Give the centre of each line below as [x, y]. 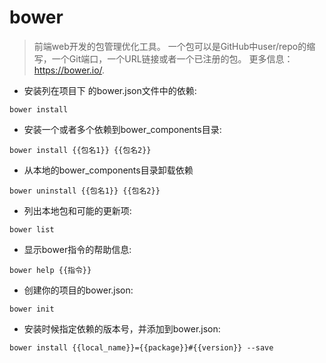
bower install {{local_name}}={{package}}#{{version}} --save [141, 347]
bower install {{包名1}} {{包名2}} [80, 150]
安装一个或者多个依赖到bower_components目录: [122, 129]
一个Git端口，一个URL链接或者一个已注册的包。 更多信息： [172, 58]
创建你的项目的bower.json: [78, 290]
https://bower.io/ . [69, 70]
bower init [32, 309]
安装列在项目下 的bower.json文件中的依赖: [110, 90]
